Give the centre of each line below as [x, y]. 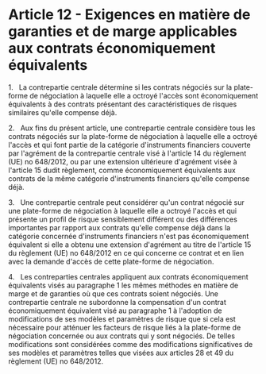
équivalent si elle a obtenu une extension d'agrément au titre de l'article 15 [130, 245]
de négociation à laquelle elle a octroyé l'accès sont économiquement [144, 95]
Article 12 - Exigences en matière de [129, 15]
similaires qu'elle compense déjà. [63, 112]
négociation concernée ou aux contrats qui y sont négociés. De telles [122, 336]
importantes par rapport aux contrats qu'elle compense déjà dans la [120, 227]
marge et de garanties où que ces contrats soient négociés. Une [114, 293]
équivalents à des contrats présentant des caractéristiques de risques [123, 104]
